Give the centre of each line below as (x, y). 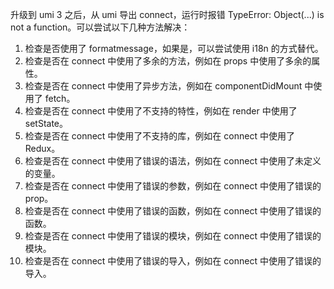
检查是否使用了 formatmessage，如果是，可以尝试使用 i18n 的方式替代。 (174, 48)
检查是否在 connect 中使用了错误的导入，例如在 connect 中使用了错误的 (173, 261)
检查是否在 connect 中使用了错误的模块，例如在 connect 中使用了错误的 (173, 236)
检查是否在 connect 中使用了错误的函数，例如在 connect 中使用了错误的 (173, 211)
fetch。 (60, 98)
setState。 (46, 123)
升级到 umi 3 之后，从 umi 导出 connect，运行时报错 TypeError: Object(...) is (167, 14)
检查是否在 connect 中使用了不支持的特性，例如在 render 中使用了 (161, 111)
